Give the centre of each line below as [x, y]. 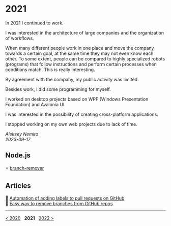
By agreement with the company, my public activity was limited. [72, 79]
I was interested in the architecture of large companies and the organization [85, 33]
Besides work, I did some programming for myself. [58, 89]
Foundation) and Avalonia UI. [36, 104]
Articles [18, 186]
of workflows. [20, 38]
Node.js [18, 155]
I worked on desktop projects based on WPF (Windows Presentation [77, 99]
